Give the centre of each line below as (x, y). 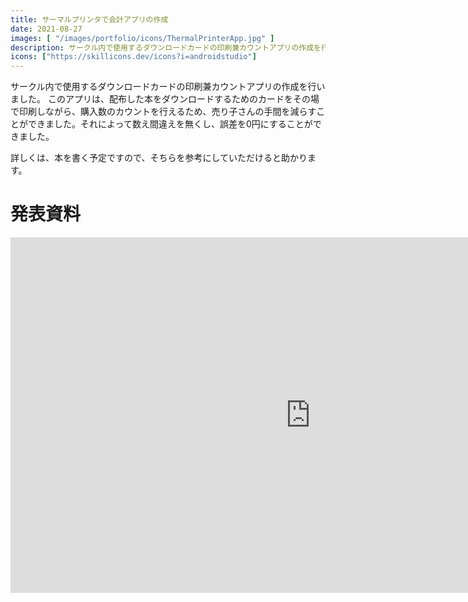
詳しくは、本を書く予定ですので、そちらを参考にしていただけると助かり (159, 158)
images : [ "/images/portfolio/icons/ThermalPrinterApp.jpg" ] (142, 38)
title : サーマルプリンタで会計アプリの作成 (89, 19)
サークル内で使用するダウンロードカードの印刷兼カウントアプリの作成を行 (163, 87)
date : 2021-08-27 (46, 29)
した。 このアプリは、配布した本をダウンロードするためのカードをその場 (169, 99)
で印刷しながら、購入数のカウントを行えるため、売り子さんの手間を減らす (163, 112)
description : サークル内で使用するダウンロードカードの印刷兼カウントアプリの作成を (166, 47)
